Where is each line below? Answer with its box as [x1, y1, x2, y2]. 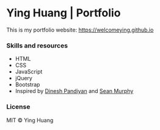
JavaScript [15, 68, 43, 75]
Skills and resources [6, 41, 68, 50]
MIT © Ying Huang [6, 116, 54, 124]
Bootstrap [15, 81, 40, 88]
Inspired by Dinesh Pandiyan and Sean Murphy [15, 87, 134, 95]
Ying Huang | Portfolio [6, 6, 121, 20]
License [6, 103, 31, 111]
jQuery [15, 75, 32, 82]
